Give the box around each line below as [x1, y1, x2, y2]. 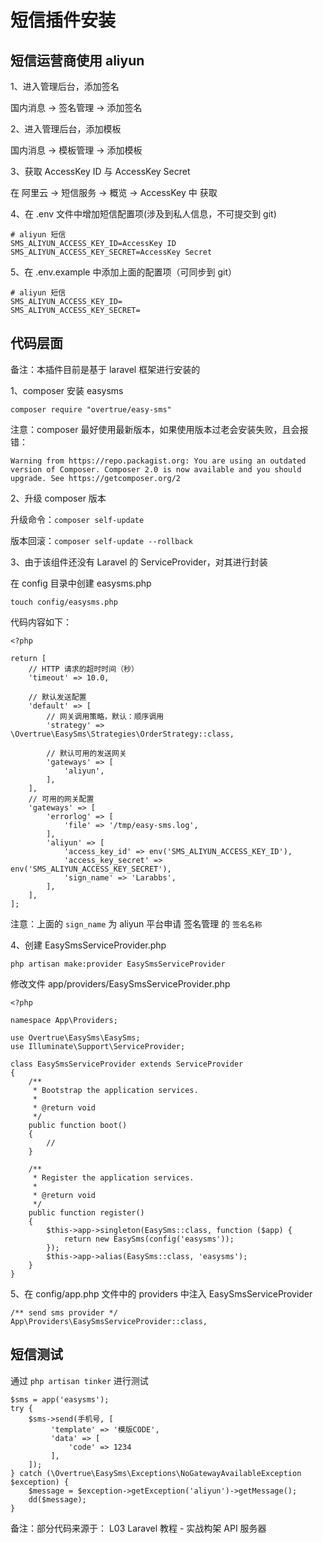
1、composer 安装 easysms [10, 384, 124, 396]
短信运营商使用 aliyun [10, 52, 145, 69]
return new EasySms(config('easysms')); [63, 1234, 235, 1244]
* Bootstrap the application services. [32, 1085, 199, 1095]
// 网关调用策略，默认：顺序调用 [46, 711, 165, 721]
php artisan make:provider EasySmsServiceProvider [10, 959, 226, 969]
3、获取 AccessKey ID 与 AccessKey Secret [10, 166, 191, 177]
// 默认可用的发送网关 [46, 748, 127, 758]
